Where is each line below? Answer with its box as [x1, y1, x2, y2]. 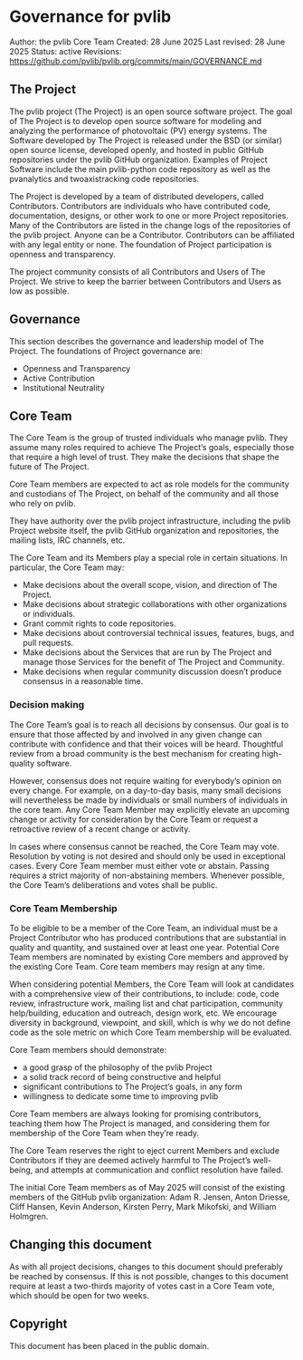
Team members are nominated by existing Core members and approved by [9, 951, 289, 962]
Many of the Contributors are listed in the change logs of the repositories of [9, 219, 291, 230]
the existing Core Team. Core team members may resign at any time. [9, 960, 265, 971]
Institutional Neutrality [22, 382, 106, 393]
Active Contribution [22, 372, 95, 383]
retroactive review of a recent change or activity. [9, 823, 191, 834]
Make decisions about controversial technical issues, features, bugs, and [22, 628, 295, 639]
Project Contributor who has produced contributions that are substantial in [9, 931, 287, 943]
